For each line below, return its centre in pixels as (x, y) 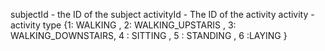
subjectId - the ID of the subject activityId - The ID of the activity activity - (162, 14)
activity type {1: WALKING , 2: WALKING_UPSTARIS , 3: (123, 25)
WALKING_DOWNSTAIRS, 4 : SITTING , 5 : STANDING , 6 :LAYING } (149, 35)
